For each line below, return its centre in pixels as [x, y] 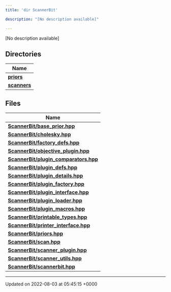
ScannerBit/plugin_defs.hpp [43, 167]
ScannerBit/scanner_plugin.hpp [47, 250]
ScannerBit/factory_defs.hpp [44, 143]
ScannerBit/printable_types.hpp [48, 217]
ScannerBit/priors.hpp [36, 233]
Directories [23, 54]
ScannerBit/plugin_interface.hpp [48, 192]
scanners [20, 85]
